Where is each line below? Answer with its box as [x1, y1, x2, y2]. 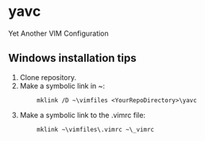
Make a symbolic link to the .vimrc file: [19, 110, 145, 120]
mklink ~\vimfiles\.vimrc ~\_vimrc [37, 125, 155, 133]
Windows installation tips [8, 51, 137, 65]
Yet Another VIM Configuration [8, 29, 109, 38]
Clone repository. [19, 72, 77, 82]
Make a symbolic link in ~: [19, 81, 106, 90]
